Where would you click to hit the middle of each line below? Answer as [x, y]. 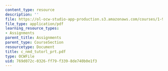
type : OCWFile [20, 56]
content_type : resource [30, 10]
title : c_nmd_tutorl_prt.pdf [35, 51]
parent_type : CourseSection [34, 42]
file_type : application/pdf [34, 24]
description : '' [22, 14]
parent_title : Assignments [33, 38]
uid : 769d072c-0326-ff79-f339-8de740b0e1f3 [51, 61]
